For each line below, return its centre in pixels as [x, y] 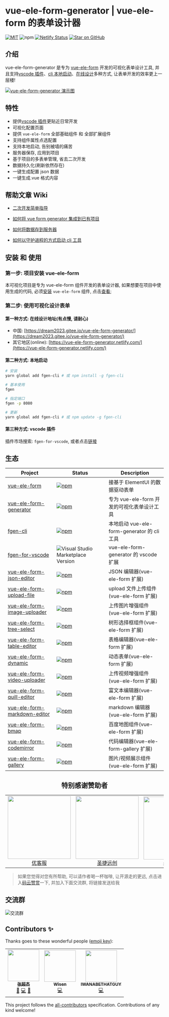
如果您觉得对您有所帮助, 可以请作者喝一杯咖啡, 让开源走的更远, [82, 876]
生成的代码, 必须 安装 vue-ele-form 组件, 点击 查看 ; [60, 291]
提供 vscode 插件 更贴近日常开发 [45, 121]
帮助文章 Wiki [26, 195]
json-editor [21, 578]
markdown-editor [29, 714]
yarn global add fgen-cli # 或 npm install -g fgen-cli [65, 376]
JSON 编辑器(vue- [131, 572]
